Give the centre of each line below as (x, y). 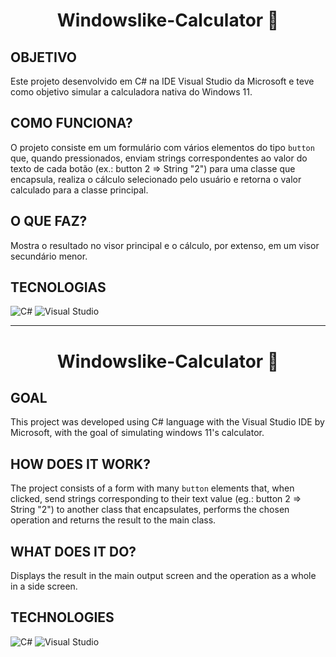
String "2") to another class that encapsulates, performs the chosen (150, 510)
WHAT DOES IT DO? (73, 551)
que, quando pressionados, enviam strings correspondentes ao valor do (159, 158)
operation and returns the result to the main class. (113, 520)
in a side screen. (44, 586)
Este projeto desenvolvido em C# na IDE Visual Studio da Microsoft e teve (162, 81)
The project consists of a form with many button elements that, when (152, 488)
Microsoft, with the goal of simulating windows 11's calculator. (137, 433)
